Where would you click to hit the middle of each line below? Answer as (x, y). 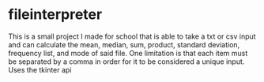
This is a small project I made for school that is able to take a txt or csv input (132, 36)
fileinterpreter (55, 15)
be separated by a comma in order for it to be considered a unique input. (126, 61)
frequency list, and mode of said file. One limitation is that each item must (128, 53)
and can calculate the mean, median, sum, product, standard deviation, (124, 44)
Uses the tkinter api (40, 69)
